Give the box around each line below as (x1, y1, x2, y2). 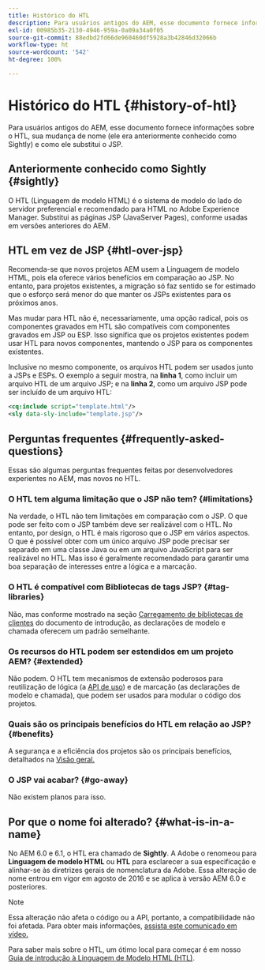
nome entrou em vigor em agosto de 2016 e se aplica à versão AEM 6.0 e (8, 874, 246, 883)
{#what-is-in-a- (155, 815, 235, 829)
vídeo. (8, 930, 29, 939)
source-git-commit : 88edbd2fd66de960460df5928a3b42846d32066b (8, 33, 217, 42)
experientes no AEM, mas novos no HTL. (8, 474, 140, 483)
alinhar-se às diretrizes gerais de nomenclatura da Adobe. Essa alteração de (8, 866, 257, 875)
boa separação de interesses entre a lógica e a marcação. (8, 562, 197, 571)
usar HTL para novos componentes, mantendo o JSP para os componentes (8, 339, 253, 348)
